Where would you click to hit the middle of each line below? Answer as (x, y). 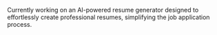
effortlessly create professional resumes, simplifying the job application (108, 17)
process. (20, 24)
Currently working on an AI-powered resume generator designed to (103, 10)
